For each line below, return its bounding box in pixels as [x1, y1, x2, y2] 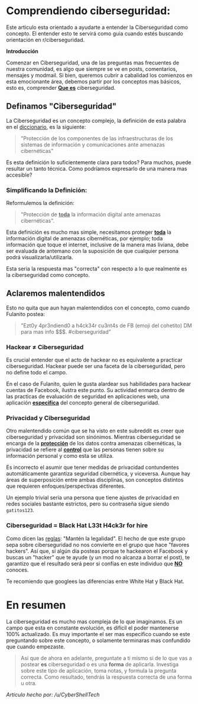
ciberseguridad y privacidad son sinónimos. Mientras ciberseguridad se [6, 434, 181, 441]
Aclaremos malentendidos [6, 288, 105, 299]
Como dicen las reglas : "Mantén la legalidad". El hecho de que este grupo [6, 534, 186, 542]
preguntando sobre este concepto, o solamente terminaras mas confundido [6, 637, 191, 644]
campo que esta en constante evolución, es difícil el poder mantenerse [6, 624, 179, 631]
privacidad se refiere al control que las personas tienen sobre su [6, 446, 164, 453]
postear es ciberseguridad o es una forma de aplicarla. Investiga [20, 660, 179, 668]
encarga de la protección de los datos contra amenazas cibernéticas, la [6, 440, 181, 447]
